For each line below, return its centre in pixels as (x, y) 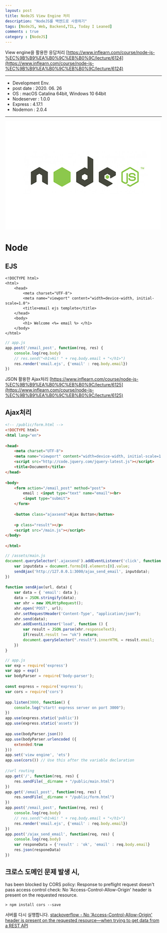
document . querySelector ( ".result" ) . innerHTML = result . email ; (89, 640)
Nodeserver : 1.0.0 (31, 99)
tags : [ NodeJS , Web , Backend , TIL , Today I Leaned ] (59, 26)
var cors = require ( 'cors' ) (34, 692)
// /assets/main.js (25, 556)
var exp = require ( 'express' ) (37, 665)
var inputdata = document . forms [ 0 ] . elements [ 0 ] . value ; (72, 566)
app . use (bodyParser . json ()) (34, 734)
